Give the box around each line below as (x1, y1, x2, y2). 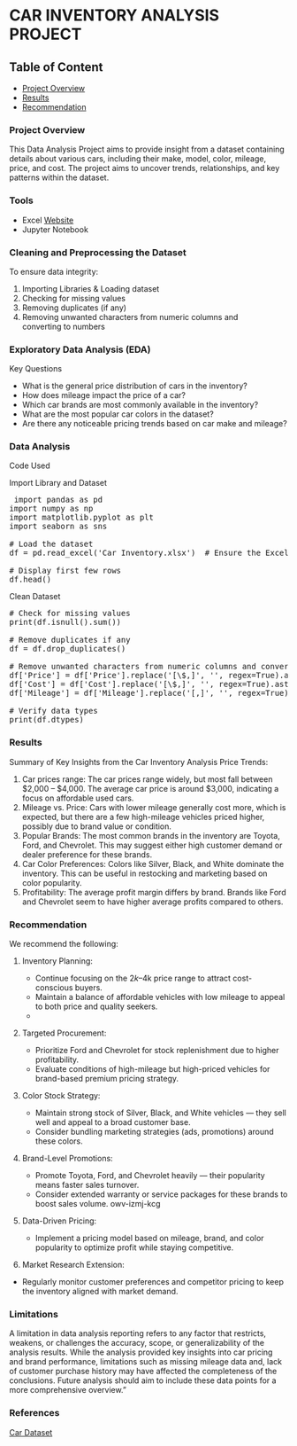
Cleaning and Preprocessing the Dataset (9, 246, 187, 258)
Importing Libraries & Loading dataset (21, 283, 160, 293)
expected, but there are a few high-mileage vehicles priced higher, (21, 811, 265, 822)
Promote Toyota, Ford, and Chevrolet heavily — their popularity (34, 1170, 265, 1181)
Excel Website (21, 215, 74, 225)
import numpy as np (9, 504, 94, 514)
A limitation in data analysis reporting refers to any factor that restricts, (9, 1328, 267, 1339)
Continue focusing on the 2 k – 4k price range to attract (34, 973, 232, 984)
